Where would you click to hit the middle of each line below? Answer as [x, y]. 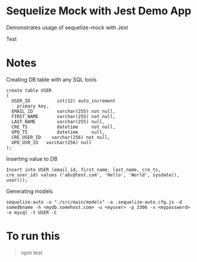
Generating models [30, 191]
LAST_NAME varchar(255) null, [58, 121]
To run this [33, 236]
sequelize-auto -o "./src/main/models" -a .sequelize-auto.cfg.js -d [94, 202]
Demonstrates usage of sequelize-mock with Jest [67, 27]
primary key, [33, 106]
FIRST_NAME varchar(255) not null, [64, 116]
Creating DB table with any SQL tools [51, 79]
